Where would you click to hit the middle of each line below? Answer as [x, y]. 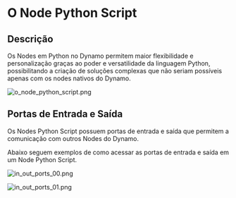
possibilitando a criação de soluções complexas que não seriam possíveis [115, 71]
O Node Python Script [72, 13]
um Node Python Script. [42, 159]
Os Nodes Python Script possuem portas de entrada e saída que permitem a [118, 131]
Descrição [30, 39]
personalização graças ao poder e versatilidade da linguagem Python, [109, 63]
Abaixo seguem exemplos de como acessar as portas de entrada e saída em [118, 152]
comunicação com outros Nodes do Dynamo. [73, 138]
